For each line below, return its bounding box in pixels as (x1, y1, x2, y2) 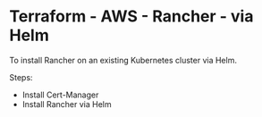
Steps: (9, 71, 33, 82)
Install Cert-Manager (21, 89, 99, 100)
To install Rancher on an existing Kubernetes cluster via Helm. (9, 54, 237, 65)
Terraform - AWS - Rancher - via (9, 6, 254, 27)
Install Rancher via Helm (21, 98, 112, 109)
